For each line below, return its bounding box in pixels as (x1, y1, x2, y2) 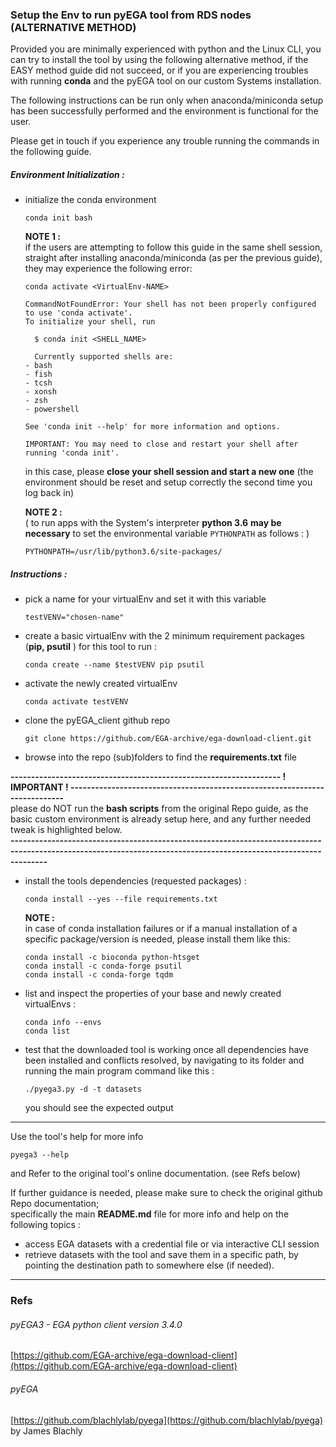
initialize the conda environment (24, 194, 157, 206)
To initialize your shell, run (24, 317, 156, 327)
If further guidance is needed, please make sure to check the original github (10, 1187, 323, 1199)
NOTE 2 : (24, 506, 63, 518)
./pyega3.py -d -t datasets (24, 1084, 142, 1095)
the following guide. (10, 146, 92, 158)
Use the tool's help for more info (10, 1131, 144, 1143)
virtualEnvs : (24, 998, 77, 1010)
